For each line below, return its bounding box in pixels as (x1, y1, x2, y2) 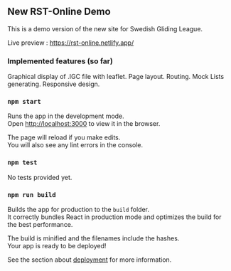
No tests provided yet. (7, 173, 72, 181)
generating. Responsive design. (7, 80, 100, 88)
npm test (7, 159, 38, 166)
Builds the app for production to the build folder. (7, 206, 150, 213)
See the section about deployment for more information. (7, 255, 172, 264)
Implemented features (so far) (7, 56, 114, 66)
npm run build (7, 191, 56, 198)
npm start (7, 97, 41, 106)
